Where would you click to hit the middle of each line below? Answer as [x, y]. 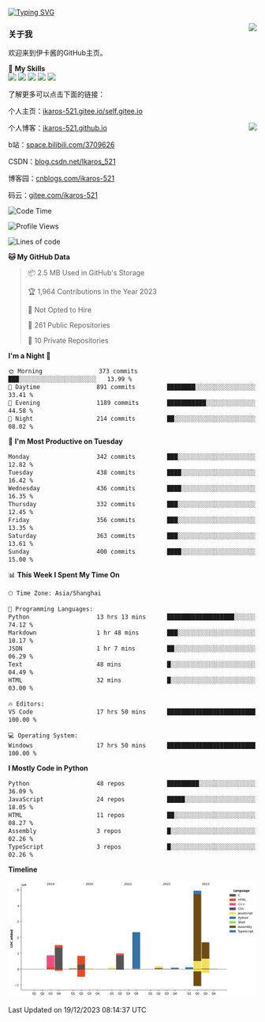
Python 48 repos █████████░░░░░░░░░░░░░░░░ [132, 784]
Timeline [23, 869]
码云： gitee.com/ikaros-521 [53, 195]
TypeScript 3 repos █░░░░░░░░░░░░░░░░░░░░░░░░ [132, 847]
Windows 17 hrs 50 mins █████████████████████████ [132, 746]
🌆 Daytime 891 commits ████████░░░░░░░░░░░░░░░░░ [132, 388]
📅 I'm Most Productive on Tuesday [66, 441]
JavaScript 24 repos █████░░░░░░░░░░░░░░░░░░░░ [132, 800]
